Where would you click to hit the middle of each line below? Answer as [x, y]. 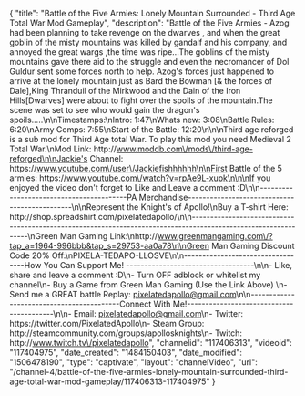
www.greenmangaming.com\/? [215, 236]
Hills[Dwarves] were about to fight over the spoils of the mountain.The [141, 100]
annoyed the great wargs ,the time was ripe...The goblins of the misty [140, 52]
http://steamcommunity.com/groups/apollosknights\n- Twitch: [126, 333]
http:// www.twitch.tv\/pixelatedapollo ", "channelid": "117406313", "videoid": [151, 343]
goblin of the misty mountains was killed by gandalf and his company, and [148, 42]
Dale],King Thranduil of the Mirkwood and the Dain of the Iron [125, 91]
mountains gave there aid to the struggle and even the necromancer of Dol [149, 62]
